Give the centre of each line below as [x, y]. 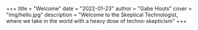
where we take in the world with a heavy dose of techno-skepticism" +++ [96, 21]
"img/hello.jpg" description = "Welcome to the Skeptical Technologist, [92, 15]
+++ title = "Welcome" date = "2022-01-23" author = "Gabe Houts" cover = [99, 9]
